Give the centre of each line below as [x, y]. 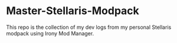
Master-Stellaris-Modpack [73, 11]
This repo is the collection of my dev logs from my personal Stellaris [89, 27]
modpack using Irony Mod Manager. [50, 33]
